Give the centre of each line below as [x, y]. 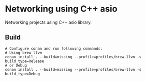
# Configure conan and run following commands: [54, 48]
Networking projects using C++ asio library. [48, 22]
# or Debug [16, 65]
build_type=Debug [22, 74]
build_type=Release [25, 61]
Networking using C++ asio [61, 9]
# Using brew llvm [23, 53]
